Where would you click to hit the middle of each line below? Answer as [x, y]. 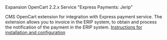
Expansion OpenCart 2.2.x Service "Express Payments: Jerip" [69, 7]
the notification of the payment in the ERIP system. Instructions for [74, 27]
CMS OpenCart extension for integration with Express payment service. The [84, 17]
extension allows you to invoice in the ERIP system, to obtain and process [81, 22]
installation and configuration [35, 32]
